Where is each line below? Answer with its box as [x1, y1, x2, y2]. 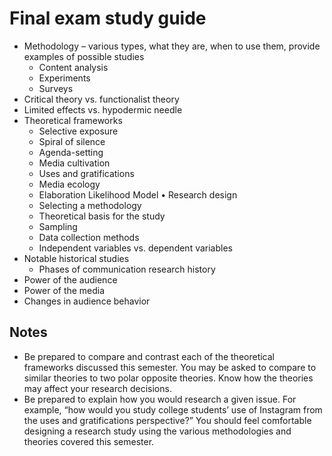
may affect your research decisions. [23, 382, 172, 394]
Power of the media [23, 284, 106, 296]
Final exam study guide [9, 7, 207, 30]
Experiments [38, 72, 91, 84]
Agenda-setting [38, 146, 104, 158]
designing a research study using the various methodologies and [23, 425, 292, 437]
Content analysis [38, 61, 109, 73]
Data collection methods [38, 231, 140, 243]
